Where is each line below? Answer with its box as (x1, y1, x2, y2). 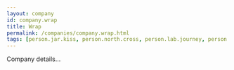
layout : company (6, 10, 54, 17)
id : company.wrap (6, 17, 58, 24)
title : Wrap (6, 23, 41, 30)
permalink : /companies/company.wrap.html (6, 29, 130, 37)
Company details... (6, 55, 61, 63)
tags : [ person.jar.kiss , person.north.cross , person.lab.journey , (6, 36, 205, 43)
